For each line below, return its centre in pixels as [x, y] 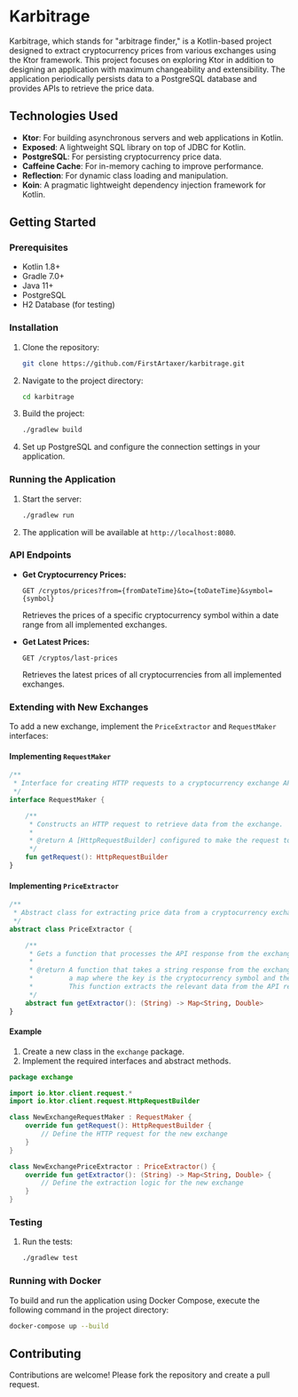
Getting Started [53, 223]
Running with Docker [55, 1281]
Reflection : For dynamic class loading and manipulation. [125, 175]
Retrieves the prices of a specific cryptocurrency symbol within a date [150, 614]
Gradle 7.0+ [43, 277]
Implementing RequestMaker [60, 756]
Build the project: [53, 413]
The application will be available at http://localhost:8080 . [129, 532]
